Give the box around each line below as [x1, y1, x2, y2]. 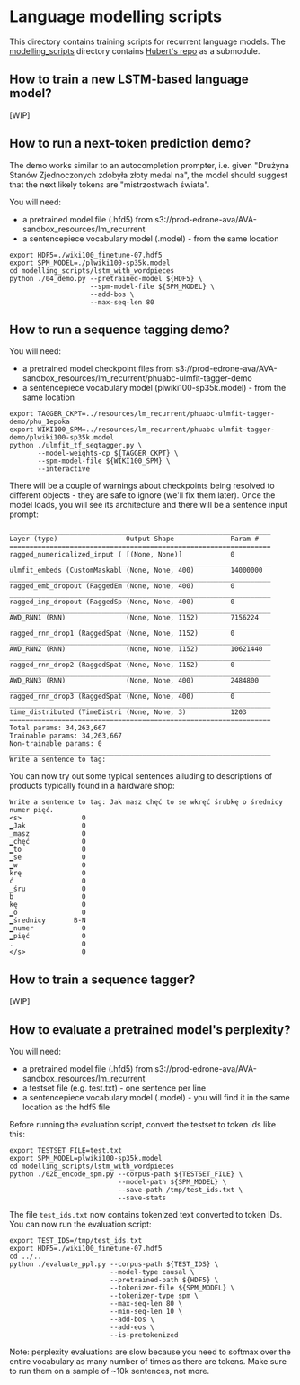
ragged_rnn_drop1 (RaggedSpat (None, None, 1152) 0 [9, 629, 235, 638]
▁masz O [9, 829, 87, 838]
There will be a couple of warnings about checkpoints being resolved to [9, 480, 276, 492]
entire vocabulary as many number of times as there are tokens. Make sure [9, 1356, 287, 1366]
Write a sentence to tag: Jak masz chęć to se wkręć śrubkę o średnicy [9, 798, 283, 807]
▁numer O [9, 924, 87, 933]
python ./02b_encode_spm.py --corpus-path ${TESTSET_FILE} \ [9, 1170, 243, 1179]
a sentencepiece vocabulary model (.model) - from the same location [22, 232, 279, 244]
